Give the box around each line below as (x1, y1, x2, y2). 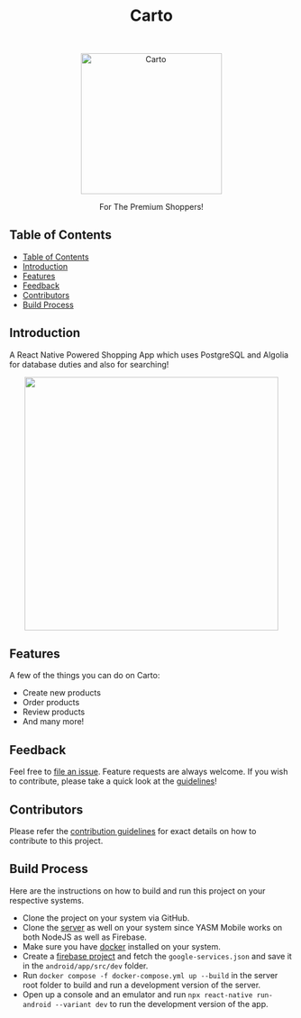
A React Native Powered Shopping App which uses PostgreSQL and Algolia (9, 349, 289, 360)
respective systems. (9, 895, 84, 905)
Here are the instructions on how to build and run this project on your (9, 885, 266, 896)
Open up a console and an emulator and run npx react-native (22, 988, 253, 1000)
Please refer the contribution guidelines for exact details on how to (9, 826, 257, 836)
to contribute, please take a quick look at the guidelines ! (9, 776, 218, 786)
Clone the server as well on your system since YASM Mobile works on (22, 922, 283, 932)
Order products (22, 697, 80, 708)
